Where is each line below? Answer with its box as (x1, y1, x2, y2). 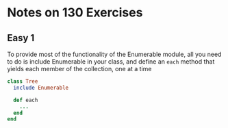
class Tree (7, 78, 38, 85)
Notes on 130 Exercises (7, 5, 143, 21)
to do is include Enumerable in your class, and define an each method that (7, 57, 215, 66)
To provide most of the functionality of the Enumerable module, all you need (7, 50, 222, 58)
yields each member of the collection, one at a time (7, 65, 152, 73)
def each (13, 97, 38, 103)
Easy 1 (7, 32, 35, 44)
